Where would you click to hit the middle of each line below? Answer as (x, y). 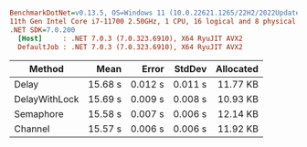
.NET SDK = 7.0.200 (42, 30)
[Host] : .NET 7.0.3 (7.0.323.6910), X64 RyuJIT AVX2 (131, 38)
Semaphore (39, 114)
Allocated (237, 69)
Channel (32, 129)
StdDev (191, 69)
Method (46, 69)
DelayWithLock (47, 100)
